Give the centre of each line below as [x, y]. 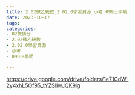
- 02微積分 [19, 34]
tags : [13, 23]
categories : [21, 29]
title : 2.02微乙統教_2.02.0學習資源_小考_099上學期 [67, 12]
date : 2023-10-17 [28, 17]
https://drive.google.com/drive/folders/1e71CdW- [67, 79]
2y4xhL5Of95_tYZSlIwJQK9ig [43, 85]
